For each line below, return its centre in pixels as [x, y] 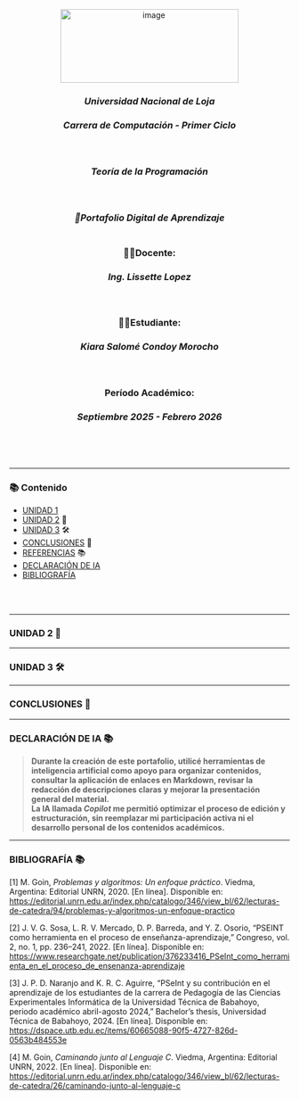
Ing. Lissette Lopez [149, 277]
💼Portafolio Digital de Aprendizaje [149, 218]
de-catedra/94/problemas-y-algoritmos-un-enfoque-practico [122, 911]
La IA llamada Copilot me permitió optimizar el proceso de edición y [158, 809]
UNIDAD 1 [40, 510]
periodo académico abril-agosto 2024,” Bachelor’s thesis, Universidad [138, 1012]
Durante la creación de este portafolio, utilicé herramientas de [148, 761]
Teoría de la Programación [149, 171]
